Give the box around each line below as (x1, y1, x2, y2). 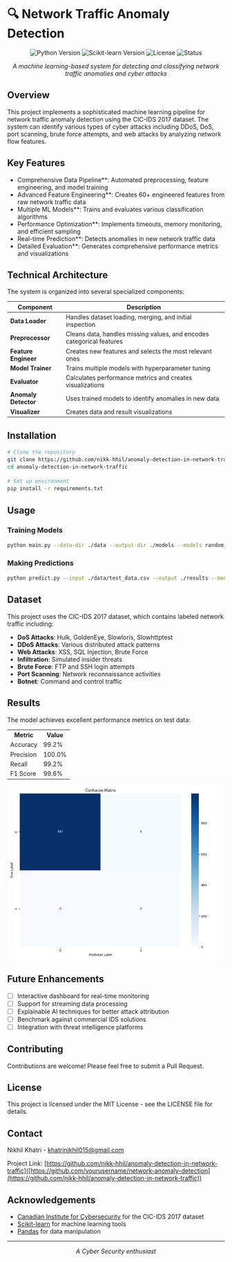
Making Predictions (7, 558, 74, 568)
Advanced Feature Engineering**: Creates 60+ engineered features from (17, 190, 225, 199)
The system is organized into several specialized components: (7, 287, 184, 296)
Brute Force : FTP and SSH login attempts (17, 662, 135, 671)
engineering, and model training (17, 183, 108, 191)
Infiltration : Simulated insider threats (17, 655, 123, 663)
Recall (10, 759, 28, 768)
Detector (10, 398, 37, 406)
